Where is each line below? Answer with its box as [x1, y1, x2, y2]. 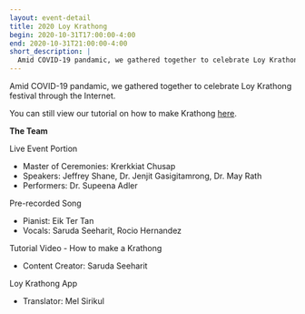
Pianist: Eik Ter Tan [22, 216, 94, 226]
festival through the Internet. [9, 90, 116, 101]
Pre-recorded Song [9, 198, 82, 208]
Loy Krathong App [9, 279, 78, 289]
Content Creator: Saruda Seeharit [22, 260, 148, 271]
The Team [9, 126, 48, 137]
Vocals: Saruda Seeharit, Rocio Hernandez [22, 225, 182, 236]
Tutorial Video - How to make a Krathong [9, 243, 162, 253]
